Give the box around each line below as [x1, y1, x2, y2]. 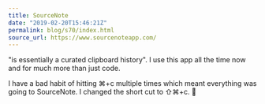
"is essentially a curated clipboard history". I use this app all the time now [8, 55, 246, 65]
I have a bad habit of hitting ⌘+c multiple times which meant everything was [8, 79, 257, 88]
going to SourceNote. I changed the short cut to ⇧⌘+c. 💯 [8, 87, 197, 97]
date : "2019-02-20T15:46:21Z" [8, 19, 108, 27]
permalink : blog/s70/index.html [8, 26, 114, 34]
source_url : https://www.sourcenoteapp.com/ [8, 33, 157, 42]
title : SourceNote [8, 11, 69, 20]
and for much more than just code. [8, 64, 121, 73]
